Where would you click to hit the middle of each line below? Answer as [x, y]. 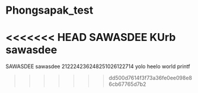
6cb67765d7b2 [127, 84]
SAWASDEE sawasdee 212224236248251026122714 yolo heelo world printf [98, 66]
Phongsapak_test [49, 10]
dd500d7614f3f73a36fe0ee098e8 [151, 78]
